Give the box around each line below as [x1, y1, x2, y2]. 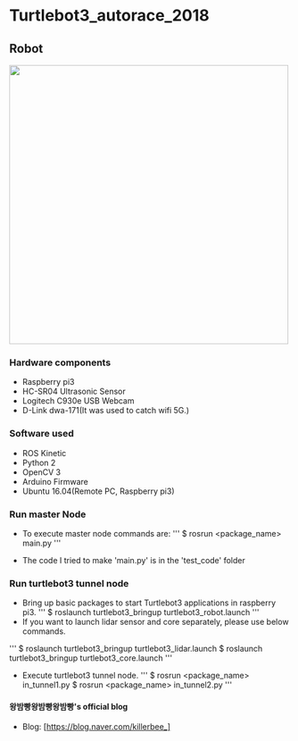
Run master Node [9, 508, 87, 520]
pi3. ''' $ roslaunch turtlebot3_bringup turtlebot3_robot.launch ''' [21, 607, 261, 618]
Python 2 [21, 457, 56, 468]
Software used [9, 428, 74, 440]
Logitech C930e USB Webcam [21, 395, 135, 406]
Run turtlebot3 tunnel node [9, 577, 129, 589]
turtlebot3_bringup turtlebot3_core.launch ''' [9, 653, 172, 663]
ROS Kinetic [21, 447, 67, 458]
